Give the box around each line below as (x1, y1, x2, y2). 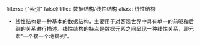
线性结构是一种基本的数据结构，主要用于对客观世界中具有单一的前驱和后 (14, 18, 194, 25)
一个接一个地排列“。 (22, 33, 73, 40)
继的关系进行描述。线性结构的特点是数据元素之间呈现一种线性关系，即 (14, 25, 189, 32)
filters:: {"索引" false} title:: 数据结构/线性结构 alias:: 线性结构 (6, 5, 156, 12)
